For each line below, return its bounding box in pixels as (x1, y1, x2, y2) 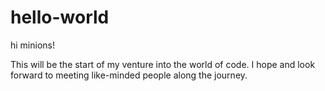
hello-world (10, 6, 110, 29)
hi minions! (10, 39, 56, 51)
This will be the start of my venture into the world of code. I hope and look (10, 58, 316, 70)
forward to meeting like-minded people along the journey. (10, 69, 248, 81)
